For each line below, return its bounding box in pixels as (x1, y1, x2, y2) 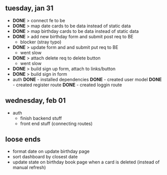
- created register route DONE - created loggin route (12, 82, 122, 88)
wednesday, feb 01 (5, 96, 66, 105)
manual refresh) (12, 164, 47, 170)
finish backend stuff (20, 115, 62, 121)
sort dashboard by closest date (12, 154, 78, 160)
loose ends (5, 135, 41, 144)
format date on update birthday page (12, 148, 90, 154)
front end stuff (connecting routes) (20, 121, 93, 127)
